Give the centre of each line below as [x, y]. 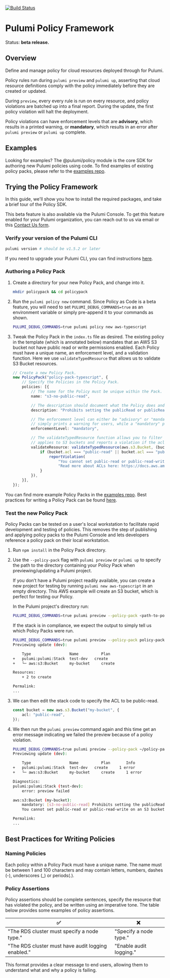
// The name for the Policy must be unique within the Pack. [97, 392]
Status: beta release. [27, 42]
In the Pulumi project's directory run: [51, 607]
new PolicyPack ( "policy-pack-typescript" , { [60, 377]
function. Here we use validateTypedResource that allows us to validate [86, 358]
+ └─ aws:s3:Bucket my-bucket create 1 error [77, 772]
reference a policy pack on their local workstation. [57, 540]
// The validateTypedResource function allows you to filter [97, 438]
